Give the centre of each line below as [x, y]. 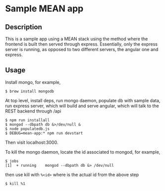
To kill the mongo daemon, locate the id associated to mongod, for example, [83, 152]
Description [24, 27]
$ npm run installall [27, 120]
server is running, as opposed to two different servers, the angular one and [82, 49]
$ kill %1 [15, 184]
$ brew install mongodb [30, 91]
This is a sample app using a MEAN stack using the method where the [77, 39]
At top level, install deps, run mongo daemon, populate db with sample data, [83, 100]
